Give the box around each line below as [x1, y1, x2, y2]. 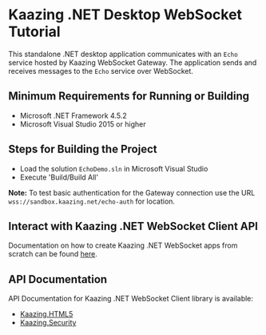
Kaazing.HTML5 [19, 309, 73, 319]
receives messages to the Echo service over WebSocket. [8, 66, 194, 75]
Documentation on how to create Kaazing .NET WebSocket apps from [8, 240, 238, 250]
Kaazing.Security [19, 318, 77, 328]
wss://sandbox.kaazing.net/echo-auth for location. [8, 196, 176, 206]
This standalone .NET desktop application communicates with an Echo [8, 49, 238, 59]
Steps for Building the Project [8, 143, 157, 156]
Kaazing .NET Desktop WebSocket [8, 6, 242, 24]
